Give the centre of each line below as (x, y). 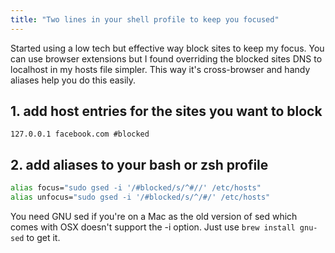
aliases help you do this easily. (73, 80)
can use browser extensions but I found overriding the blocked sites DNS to (166, 58)
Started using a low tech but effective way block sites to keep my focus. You (167, 48)
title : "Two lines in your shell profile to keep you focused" (145, 19)
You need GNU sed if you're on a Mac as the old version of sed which (154, 216)
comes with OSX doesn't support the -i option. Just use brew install (153, 227)
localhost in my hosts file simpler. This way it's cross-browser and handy (160, 69)
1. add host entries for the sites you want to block (166, 111)
